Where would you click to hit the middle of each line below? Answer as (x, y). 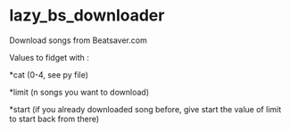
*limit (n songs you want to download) (79, 92)
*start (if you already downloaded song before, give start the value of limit (145, 109)
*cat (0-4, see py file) (49, 74)
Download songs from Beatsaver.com (78, 40)
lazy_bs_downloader (87, 16)
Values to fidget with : (49, 57)
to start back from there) (54, 119)
